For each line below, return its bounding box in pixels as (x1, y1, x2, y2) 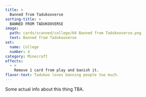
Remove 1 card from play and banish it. (14, 68, 99, 73)
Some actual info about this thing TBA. (5, 86, 84, 92)
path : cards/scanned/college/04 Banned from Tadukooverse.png (9, 30, 142, 35)
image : (5, 26, 19, 31)
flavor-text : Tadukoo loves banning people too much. (5, 72, 120, 77)
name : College (9, 44, 39, 49)
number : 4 (9, 49, 30, 54)
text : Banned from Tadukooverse (9, 35, 77, 40)
